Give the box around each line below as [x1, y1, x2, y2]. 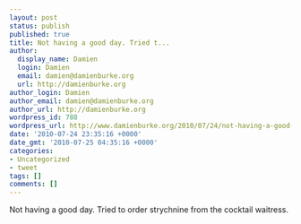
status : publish [9, 22, 70, 30]
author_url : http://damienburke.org [9, 105, 146, 114]
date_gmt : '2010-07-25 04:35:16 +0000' [9, 138, 159, 147]
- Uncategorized [9, 154, 70, 164]
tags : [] [9, 171, 42, 180]
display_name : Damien [17, 55, 99, 64]
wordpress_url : [9, 122, 66, 131]
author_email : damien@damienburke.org [9, 96, 154, 106]
